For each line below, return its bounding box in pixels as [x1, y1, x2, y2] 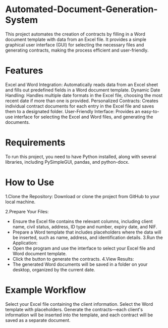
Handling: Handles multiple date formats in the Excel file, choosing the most [5, 92, 163, 98]
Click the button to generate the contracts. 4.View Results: [12, 256, 134, 262]
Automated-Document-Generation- [5, 4, 158, 15]
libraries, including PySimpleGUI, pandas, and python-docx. [5, 159, 130, 165]
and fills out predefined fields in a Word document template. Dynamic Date [5, 87, 160, 93]
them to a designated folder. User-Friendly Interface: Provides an [5, 108, 140, 114]
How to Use [5, 177, 54, 188]
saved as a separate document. [5, 317, 71, 323]
